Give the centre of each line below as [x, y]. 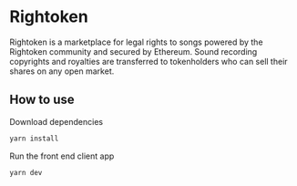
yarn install [34, 139]
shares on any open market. [62, 71]
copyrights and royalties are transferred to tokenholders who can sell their [149, 61]
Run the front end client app [62, 156]
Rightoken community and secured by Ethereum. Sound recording [133, 51]
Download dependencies [56, 121]
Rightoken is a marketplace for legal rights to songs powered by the [136, 42]
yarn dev [26, 172]
